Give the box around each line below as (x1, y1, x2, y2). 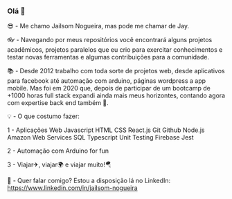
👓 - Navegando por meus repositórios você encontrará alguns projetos (7, 36, 213, 44)
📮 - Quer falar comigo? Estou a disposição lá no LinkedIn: (7, 176, 171, 185)
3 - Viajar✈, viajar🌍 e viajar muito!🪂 (7, 160, 112, 169)
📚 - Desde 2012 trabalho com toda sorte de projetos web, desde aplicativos (7, 67, 225, 75)
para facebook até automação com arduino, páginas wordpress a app (7, 77, 206, 85)
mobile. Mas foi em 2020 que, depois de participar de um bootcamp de (7, 84, 211, 93)
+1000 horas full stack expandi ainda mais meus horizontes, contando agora (7, 91, 226, 99)
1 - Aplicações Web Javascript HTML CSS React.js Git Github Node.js (7, 126, 205, 134)
